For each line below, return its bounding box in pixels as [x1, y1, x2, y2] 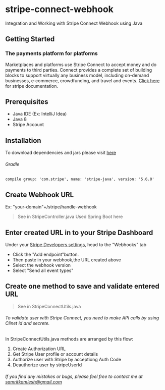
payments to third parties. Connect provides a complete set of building [5, 67, 152, 73]
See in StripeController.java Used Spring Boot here [17, 213, 123, 220]
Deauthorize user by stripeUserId [12, 362, 82, 368]
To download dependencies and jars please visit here [5, 150, 116, 156]
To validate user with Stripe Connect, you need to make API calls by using [5, 315, 159, 321]
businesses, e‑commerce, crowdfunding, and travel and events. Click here [5, 77, 160, 84]
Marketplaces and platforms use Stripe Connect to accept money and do [5, 62, 157, 68]
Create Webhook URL [5, 190, 74, 199]
